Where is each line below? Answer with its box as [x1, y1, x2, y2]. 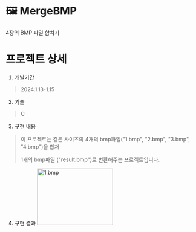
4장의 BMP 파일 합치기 [5, 29, 60, 36]
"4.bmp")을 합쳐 [20, 143, 60, 150]
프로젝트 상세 [5, 53, 67, 66]
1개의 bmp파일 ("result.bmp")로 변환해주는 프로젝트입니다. [20, 156, 160, 163]
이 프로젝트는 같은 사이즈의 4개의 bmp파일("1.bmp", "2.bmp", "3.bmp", [20, 135, 191, 143]
